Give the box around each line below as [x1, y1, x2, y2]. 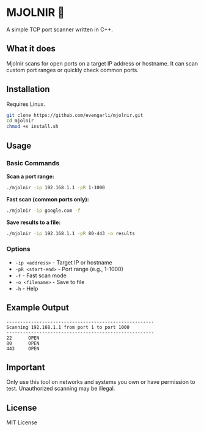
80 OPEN [6, 340, 40, 347]
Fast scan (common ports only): [6, 195, 90, 203]
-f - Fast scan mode [15, 272, 67, 279]
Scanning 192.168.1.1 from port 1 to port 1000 [6, 324, 130, 330]
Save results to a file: [6, 219, 61, 226]
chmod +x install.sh [6, 124, 59, 130]
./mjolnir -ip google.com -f [6, 208, 81, 214]
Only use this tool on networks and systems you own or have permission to [6, 378, 195, 386]
